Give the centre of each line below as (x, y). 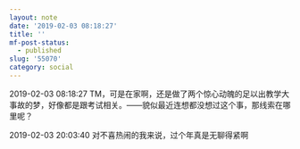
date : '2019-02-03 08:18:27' (63, 26)
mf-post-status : (39, 42)
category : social (42, 68)
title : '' (28, 34)
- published (40, 51)
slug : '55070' (36, 59)
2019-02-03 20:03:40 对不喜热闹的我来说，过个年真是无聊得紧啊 (129, 135)
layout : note (33, 17)
